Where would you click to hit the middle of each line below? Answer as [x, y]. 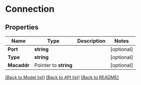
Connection [30, 9]
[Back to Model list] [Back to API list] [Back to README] [62, 77]
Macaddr [19, 65]
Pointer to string [53, 65]
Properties [22, 27]
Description [91, 41]
